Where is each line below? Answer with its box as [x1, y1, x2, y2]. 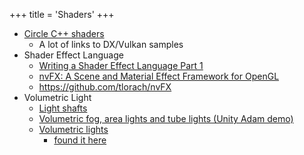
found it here [53, 134, 107, 146]
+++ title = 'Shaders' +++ [9, 9, 115, 20]
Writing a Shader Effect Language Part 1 [38, 60, 204, 71]
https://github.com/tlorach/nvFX [38, 81, 172, 93]
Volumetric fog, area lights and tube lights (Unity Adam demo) [38, 113, 294, 124]
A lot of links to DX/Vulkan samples [38, 39, 184, 50]
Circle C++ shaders [23, 28, 105, 39]
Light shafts [38, 102, 88, 114]
